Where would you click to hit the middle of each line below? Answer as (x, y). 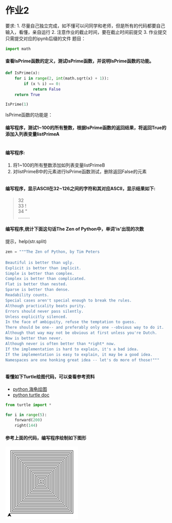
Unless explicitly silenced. (36, 317)
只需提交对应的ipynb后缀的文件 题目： (46, 38)
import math (18, 49)
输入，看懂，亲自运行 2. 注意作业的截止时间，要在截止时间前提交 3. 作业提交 (86, 32)
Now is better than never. (34, 338)
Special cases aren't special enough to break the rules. (69, 300)
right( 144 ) (26, 426)
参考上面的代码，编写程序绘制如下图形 (46, 438)
